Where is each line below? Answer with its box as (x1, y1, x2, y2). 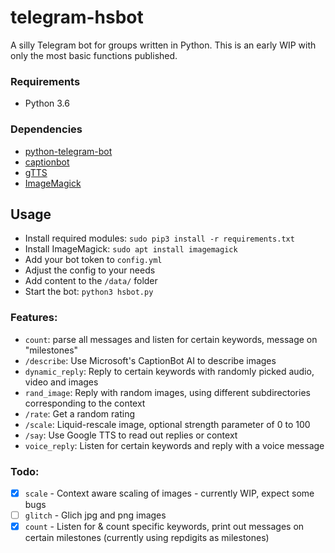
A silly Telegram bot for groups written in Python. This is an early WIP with (10, 39, 317, 51)
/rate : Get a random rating (24, 407, 136, 420)
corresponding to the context (24, 397, 146, 409)
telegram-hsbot (10, 6, 144, 29)
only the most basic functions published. (10, 49, 178, 61)
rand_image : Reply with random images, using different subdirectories (24, 386, 311, 398)
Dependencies (10, 122, 83, 136)
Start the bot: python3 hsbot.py (24, 286, 154, 298)
